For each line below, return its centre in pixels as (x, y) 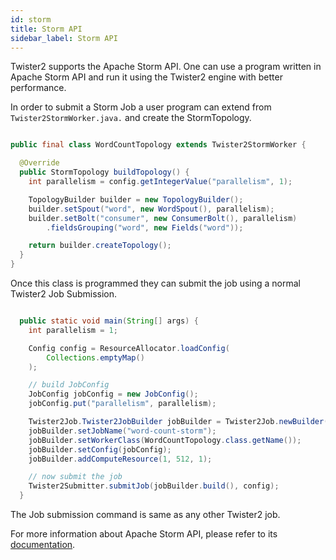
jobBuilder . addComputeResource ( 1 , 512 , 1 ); (120, 459)
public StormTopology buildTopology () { (104, 172)
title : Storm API (46, 29)
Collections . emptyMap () (95, 357)
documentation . (43, 544)
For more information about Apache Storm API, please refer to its (144, 534)
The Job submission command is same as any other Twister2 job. (145, 514)
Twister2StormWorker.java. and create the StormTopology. (131, 118)
